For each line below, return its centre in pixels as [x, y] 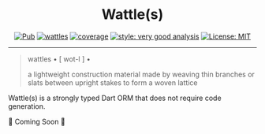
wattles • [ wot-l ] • [59, 59]
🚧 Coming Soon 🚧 [37, 121]
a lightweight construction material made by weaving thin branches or [141, 74]
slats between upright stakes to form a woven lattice [112, 82]
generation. [27, 106]
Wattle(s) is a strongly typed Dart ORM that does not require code [115, 98]
